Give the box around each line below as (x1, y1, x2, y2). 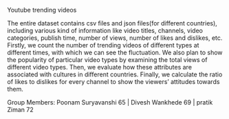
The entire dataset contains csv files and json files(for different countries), (7, 19, 218, 27)
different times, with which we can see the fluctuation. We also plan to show (7, 48, 223, 56)
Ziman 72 (7, 106, 34, 113)
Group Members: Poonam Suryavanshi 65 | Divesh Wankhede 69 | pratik (7, 98, 213, 106)
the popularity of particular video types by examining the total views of (7, 56, 208, 64)
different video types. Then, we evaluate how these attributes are (7, 63, 193, 71)
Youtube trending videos (7, 6, 77, 14)
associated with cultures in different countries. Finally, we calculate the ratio (7, 70, 223, 78)
